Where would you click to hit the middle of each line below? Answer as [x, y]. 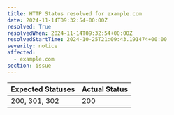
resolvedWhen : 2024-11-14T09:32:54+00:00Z [70, 33]
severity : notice [32, 46]
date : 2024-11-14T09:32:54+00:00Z [58, 20]
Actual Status [104, 89]
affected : [22, 53]
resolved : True [29, 26]
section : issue [29, 66]
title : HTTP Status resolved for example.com [74, 14]
